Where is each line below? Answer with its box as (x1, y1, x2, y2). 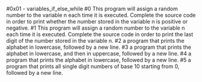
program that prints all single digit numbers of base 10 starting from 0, (6, 63, 180, 70)
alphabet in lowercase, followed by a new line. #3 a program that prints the (6, 43, 191, 51)
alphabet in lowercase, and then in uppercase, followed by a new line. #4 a (6, 50, 192, 57)
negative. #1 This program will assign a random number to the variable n (6, 24, 185, 31)
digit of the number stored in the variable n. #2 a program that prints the (6, 37, 185, 44)
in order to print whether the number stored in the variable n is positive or (6, 18, 188, 25)
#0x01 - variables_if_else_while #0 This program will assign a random (6, 5, 179, 12)
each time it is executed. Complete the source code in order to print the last (6, 31, 194, 38)
